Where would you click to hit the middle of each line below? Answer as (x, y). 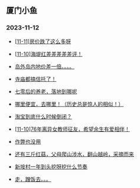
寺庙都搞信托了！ (35, 79)
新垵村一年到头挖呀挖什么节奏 (51, 166)
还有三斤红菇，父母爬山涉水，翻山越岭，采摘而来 (74, 154)
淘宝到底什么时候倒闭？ (43, 116)
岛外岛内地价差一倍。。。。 (45, 66)
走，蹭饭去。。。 (33, 179)
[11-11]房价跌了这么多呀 (43, 41)
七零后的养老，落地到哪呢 (46, 91)
